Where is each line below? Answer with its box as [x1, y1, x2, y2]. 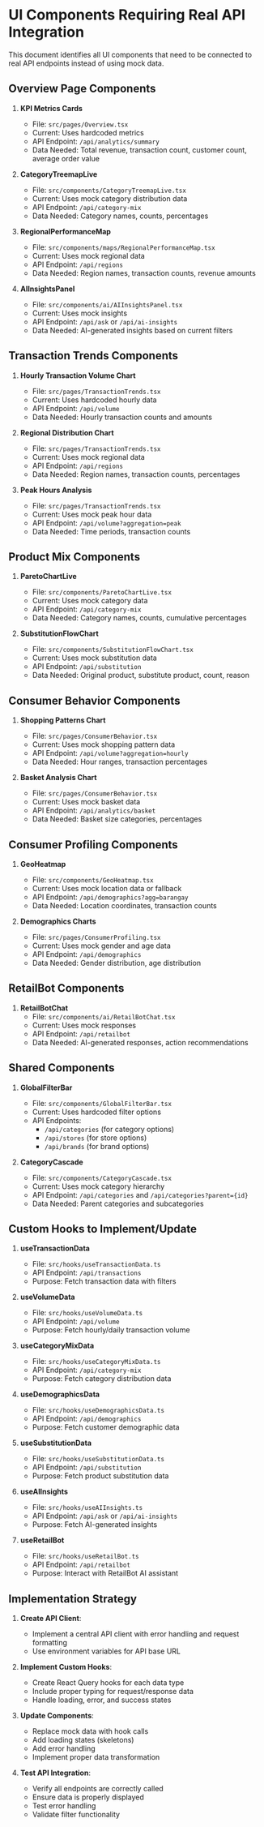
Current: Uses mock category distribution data [32, 193, 188, 204]
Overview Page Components [8, 82, 156, 96]
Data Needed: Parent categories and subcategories [32, 1199, 204, 1208]
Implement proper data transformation [32, 1752, 160, 1762]
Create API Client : [19, 1614, 82, 1623]
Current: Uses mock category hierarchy [32, 1182, 165, 1191]
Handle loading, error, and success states [32, 1695, 172, 1705]
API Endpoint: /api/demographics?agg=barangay [32, 892, 189, 902]
